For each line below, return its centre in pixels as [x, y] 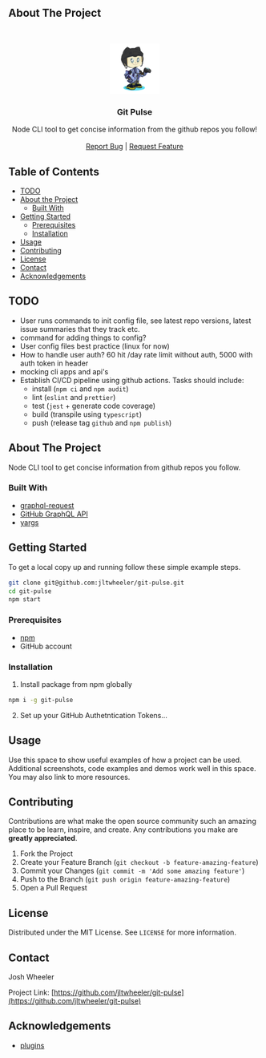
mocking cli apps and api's [64, 371]
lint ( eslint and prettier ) [74, 397]
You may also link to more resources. [69, 777]
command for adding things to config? [83, 337]
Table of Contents [54, 172]
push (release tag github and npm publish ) [102, 422]
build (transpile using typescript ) [87, 414]
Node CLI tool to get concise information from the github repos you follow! [135, 129]
